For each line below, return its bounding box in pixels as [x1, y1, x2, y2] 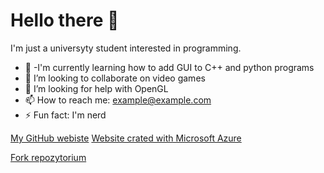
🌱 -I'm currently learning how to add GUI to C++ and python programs [24, 61, 315, 73]
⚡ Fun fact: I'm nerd [24, 109, 107, 121]
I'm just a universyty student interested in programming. [10, 42, 242, 54]
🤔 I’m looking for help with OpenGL [24, 82, 169, 94]
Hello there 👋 [10, 9, 120, 32]
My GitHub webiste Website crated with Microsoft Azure [10, 132, 242, 144]
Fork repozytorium [10, 151, 87, 163]
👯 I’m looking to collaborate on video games [24, 72, 206, 84]
